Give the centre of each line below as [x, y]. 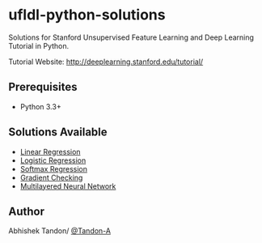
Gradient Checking [51, 177]
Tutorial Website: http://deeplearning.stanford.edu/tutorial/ [106, 62]
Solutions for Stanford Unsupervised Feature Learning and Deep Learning [131, 37]
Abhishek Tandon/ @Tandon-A [60, 231]
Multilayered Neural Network [68, 186]
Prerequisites [43, 87]
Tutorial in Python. [39, 45]
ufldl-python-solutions [87, 15]
